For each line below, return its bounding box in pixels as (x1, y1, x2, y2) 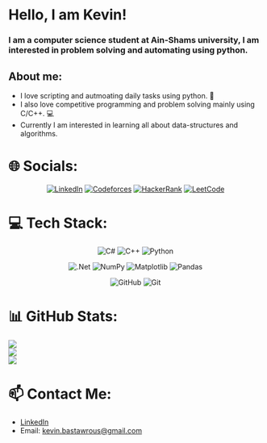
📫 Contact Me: (8, 385, 112, 403)
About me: (8, 69, 63, 83)
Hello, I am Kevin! (8, 6, 127, 24)
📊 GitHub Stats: (8, 307, 119, 325)
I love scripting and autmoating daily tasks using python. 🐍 (19, 90, 215, 100)
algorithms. (19, 128, 58, 138)
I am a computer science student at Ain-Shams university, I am (8, 35, 260, 46)
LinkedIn (19, 417, 49, 427)
